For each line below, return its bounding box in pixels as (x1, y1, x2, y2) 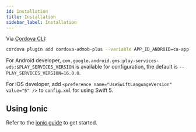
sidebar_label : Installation (6, 19, 77, 25)
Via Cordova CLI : (6, 35, 47, 42)
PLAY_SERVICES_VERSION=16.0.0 (6, 70, 80, 76)
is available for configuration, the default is (75, 63, 178, 70)
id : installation (6, 8, 48, 15)
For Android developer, (6, 57, 61, 64)
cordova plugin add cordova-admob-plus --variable (6, 47, 132, 52)
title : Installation (6, 14, 57, 20)
